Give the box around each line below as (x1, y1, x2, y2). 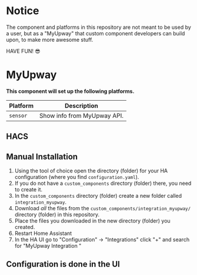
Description (64, 101, 98, 110)
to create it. (14, 186, 43, 193)
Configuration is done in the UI (6, 259, 121, 269)
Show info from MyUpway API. (39, 111, 124, 120)
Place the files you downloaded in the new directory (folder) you (14, 217, 171, 224)
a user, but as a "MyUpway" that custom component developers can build (6, 29, 185, 37)
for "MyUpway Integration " (14, 243, 82, 250)
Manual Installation (6, 151, 78, 161)
